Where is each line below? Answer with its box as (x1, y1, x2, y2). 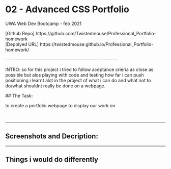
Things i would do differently (5, 155, 98, 164)
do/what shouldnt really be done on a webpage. (5, 83, 106, 89)
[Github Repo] (5, 30, 35, 36)
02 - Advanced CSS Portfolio (5, 4, 130, 15)
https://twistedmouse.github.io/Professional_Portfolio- (40, 41, 154, 47)
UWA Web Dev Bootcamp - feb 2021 (5, 20, 82, 27)
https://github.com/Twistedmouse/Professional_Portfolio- (35, 30, 156, 36)
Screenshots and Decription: (5, 132, 98, 141)
